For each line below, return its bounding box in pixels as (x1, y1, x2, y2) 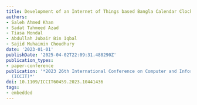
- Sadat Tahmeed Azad (6, 24, 59, 31)
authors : (6, 14, 28, 20)
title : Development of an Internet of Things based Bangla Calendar (6, 8, 177, 15)
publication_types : (6, 57, 54, 63)
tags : (6, 85, 19, 90)
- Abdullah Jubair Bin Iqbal (6, 36, 77, 41)
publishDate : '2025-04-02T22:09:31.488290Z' (6, 52, 117, 58)
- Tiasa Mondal (6, 30, 43, 36)
